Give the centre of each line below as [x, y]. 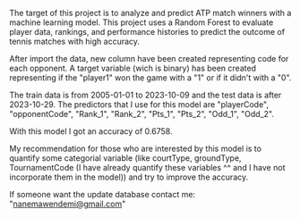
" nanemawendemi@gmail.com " [68, 204]
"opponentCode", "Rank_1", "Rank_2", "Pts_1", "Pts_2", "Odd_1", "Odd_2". [142, 114]
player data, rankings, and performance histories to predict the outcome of [147, 32]
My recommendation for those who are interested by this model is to [136, 148]
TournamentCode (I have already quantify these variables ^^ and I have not [147, 168]
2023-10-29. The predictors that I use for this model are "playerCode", [139, 105]
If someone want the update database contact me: [102, 194]
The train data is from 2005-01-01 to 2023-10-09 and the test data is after [146, 95]
